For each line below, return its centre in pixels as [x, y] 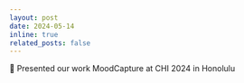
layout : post [34, 18]
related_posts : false [50, 43]
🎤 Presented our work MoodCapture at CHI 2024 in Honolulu [122, 69]
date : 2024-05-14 [42, 26]
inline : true [34, 34]
